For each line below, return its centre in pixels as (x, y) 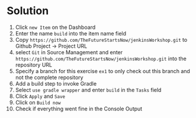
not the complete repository (49, 77)
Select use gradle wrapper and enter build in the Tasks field (88, 90)
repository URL (34, 65)
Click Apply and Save (40, 96)
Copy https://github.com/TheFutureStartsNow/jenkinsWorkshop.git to (101, 40)
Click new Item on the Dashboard (55, 27)
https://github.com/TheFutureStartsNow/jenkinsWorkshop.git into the (101, 58)
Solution (28, 11)
